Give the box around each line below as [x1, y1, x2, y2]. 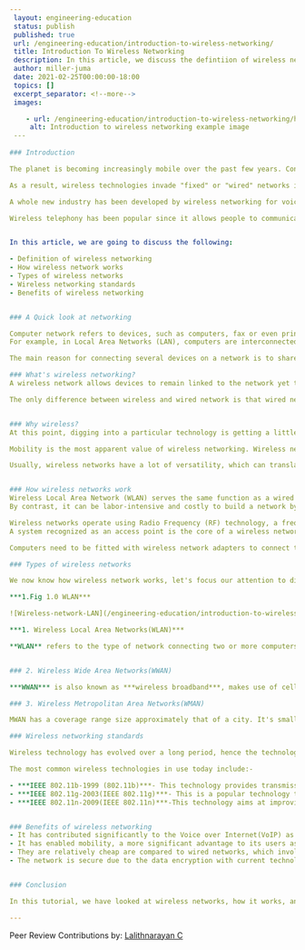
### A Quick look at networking [9, 313, 132, 322]
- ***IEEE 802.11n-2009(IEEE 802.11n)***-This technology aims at [9, 797, 266, 807]
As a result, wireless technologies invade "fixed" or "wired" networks [9, 181, 290, 190]
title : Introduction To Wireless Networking [13, 47, 184, 56]
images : [13, 97, 43, 107]
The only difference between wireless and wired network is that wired [9, 395, 286, 405]
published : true [13, 30, 75, 39]
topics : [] [13, 81, 54, 90]
